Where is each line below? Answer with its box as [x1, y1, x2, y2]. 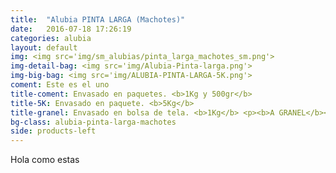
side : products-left [10, 126, 97, 136]
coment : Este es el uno [10, 80, 110, 90]
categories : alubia [10, 33, 92, 43]
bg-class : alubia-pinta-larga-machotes [10, 117, 177, 127]
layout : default [10, 42, 78, 53]
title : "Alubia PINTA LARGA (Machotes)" [10, 14, 186, 25]
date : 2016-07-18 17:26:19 [10, 24, 132, 34]
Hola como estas [10, 154, 80, 166]
